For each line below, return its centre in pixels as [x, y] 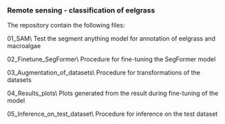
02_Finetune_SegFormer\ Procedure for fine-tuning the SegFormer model [111, 59]
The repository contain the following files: [66, 25]
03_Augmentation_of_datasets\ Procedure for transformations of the [104, 73]
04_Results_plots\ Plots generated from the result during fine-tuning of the [113, 93]
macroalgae [24, 46]
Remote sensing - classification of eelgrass [81, 10]
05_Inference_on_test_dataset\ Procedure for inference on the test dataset [112, 114]
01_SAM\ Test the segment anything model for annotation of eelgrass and [111, 39]
